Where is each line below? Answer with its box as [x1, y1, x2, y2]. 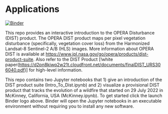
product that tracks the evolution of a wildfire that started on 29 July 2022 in [5, 87, 163, 93]
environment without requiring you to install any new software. [5, 103, 134, 109]
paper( [5, 61, 19, 67]
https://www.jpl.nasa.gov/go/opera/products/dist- [45, 51, 149, 57]
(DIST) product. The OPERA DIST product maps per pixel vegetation [5, 35, 145, 41]
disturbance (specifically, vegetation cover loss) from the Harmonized [5, 40, 150, 46]
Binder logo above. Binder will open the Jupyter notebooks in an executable [5, 97, 162, 103]
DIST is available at [5, 51, 45, 57]
